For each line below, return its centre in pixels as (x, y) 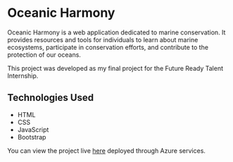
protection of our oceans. (44, 55)
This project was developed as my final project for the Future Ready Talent (115, 68)
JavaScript (33, 129)
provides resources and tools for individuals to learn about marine (103, 39)
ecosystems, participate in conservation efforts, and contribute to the (108, 47)
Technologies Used (50, 98)
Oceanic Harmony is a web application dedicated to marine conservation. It (116, 32)
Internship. (23, 76)
